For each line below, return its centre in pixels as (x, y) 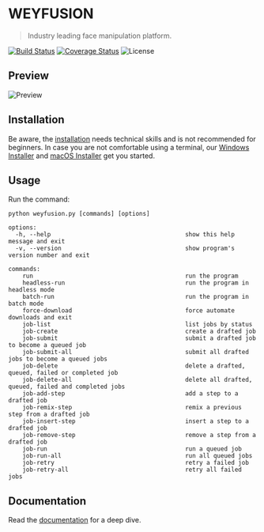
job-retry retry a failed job (136, 463)
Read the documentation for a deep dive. (75, 520)
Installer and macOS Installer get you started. (82, 156)
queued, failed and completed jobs (67, 387)
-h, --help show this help (125, 235)
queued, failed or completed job (63, 373)
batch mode (26, 304)
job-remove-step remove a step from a (140, 436)
